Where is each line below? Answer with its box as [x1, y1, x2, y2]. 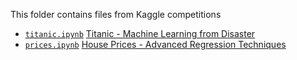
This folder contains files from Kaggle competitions [10, 9, 222, 20]
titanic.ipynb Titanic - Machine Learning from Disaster [24, 28, 256, 39]
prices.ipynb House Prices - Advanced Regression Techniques [24, 39, 287, 50]
